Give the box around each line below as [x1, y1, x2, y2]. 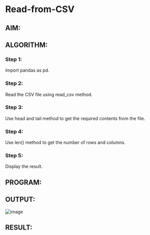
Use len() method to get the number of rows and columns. [5, 140, 126, 146]
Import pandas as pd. [5, 67, 49, 74]
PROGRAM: [5, 178, 42, 187]
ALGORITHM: [5, 40, 48, 49]
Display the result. [5, 163, 43, 169]
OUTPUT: [5, 195, 35, 204]
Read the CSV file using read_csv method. [5, 91, 93, 97]
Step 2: [5, 80, 24, 87]
